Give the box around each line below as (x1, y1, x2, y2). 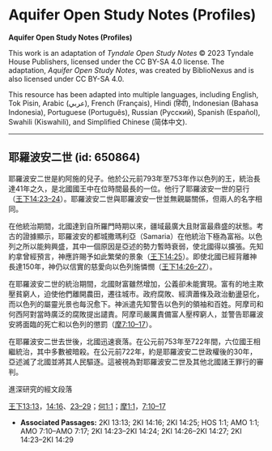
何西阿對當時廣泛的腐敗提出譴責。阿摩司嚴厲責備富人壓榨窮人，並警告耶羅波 (8, 309, 264, 319)
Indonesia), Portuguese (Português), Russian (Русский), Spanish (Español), (8, 107, 261, 117)
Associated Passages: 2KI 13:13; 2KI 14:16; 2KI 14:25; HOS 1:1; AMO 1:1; (19, 417, 260, 427)
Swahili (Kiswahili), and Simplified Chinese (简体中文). (8, 117, 188, 126)
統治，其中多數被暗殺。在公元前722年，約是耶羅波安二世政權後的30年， (15, 347, 257, 356)
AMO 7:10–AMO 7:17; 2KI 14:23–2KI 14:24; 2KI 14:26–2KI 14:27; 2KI (19, 426, 242, 436)
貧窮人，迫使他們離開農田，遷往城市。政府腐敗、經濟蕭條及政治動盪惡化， (15, 289, 264, 299)
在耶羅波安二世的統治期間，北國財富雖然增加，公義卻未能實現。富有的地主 (8, 279, 257, 288)
